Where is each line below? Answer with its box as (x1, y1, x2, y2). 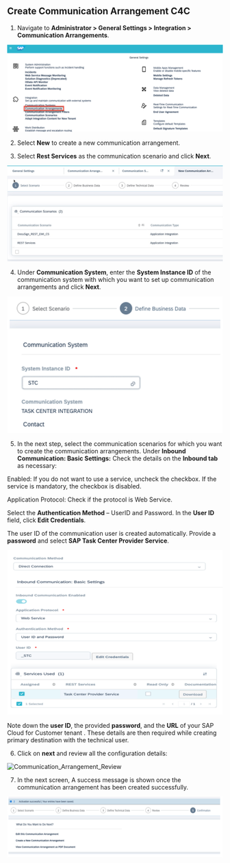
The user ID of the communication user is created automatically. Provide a (7, 530, 216, 538)
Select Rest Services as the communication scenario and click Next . (16, 152, 212, 160)
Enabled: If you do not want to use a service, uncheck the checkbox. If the (7, 475, 217, 483)
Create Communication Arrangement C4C (7, 5, 190, 17)
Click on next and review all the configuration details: (16, 749, 168, 757)
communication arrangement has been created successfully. (16, 783, 189, 791)
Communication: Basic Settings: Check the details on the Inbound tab (16, 454, 218, 462)
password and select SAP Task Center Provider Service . (7, 536, 170, 545)
